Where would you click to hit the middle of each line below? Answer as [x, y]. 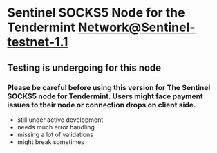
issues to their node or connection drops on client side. [102, 105]
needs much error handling [56, 127]
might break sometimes [51, 142]
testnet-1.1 [38, 42]
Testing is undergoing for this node [84, 67]
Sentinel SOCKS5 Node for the [96, 13]
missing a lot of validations [55, 134]
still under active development [60, 120]
